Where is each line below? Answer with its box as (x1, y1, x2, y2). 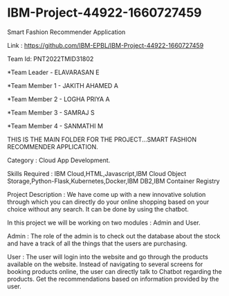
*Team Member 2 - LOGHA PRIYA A (7, 95, 110, 103)
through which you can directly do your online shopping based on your (7, 198, 210, 206)
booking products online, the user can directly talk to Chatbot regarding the (7, 267, 223, 275)
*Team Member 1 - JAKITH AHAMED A (7, 81, 119, 89)
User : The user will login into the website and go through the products (7, 252, 209, 261)
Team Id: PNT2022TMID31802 (7, 54, 94, 63)
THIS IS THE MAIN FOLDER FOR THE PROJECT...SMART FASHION (7, 135, 197, 143)
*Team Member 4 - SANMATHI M (7, 121, 104, 130)
